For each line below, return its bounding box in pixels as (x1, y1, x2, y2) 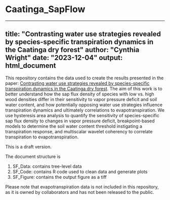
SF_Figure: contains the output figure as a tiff (12, 174, 107, 180)
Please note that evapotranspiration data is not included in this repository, (5, 183, 159, 190)
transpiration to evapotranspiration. (5, 134, 79, 140)
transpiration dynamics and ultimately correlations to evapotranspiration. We (5, 107, 165, 113)
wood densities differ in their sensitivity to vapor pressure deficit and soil (5, 96, 157, 102)
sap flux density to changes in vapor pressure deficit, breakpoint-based (5, 118, 155, 124)
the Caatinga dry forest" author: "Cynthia (5, 45, 140, 54)
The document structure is (5, 153, 61, 160)
